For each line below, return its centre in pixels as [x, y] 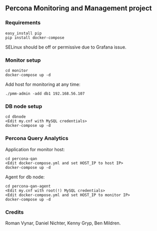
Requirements [23, 23]
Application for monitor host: [35, 149]
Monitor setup [23, 60]
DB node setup [24, 106]
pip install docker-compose [35, 37]
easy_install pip [24, 33]
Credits [14, 212]
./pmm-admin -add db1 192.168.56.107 [45, 94]
